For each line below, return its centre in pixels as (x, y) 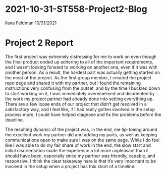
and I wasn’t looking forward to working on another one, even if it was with (81, 67)
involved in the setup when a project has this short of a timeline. (70, 166)
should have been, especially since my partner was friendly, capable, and (80, 156)
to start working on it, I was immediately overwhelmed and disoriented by (80, 93)
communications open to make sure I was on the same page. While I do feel (83, 140)
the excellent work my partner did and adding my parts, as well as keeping (81, 134)
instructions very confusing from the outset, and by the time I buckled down (83, 88)
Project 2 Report (39, 43)
